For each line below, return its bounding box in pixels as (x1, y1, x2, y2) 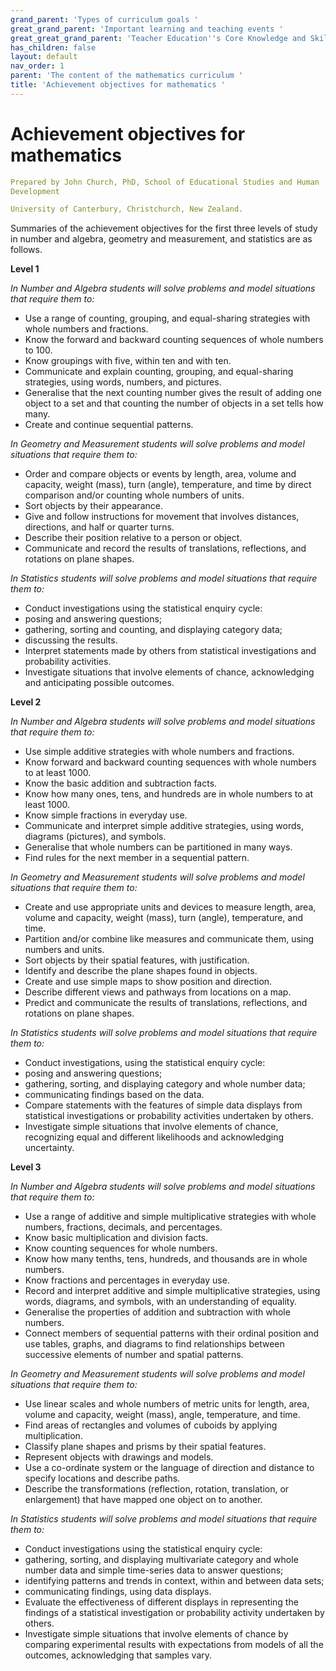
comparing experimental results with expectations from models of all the (24, 1639, 324, 1651)
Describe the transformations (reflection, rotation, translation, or (24, 1483, 290, 1495)
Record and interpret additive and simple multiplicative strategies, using (24, 1285, 321, 1297)
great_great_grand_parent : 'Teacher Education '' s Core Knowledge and (10, 33, 307, 43)
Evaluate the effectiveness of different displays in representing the (24, 1596, 299, 1608)
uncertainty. (24, 1142, 75, 1154)
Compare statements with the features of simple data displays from (24, 1099, 303, 1111)
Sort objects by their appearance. (24, 500, 163, 512)
